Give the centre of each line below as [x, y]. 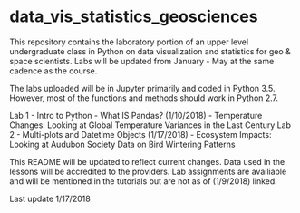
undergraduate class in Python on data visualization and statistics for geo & [150, 51]
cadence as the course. [53, 71]
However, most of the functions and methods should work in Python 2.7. [144, 98]
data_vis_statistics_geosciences [134, 17]
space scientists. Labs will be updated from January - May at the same [142, 61]
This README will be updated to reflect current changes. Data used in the [147, 161]
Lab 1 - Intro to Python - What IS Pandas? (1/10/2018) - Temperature [136, 115]
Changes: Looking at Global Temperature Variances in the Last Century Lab [150, 125]
